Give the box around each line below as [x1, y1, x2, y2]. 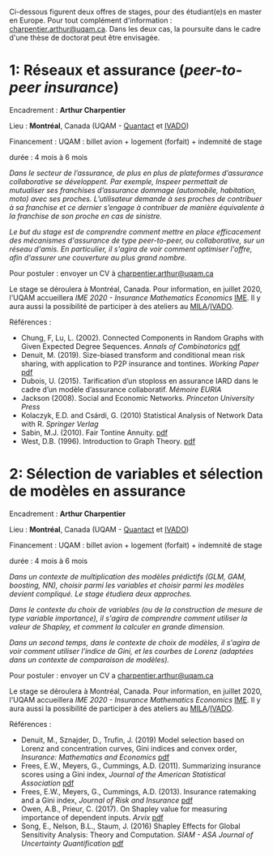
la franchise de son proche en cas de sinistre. [9, 211, 163, 221]
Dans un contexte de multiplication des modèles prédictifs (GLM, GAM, [9, 571, 246, 581]
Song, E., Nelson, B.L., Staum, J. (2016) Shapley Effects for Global [20, 821, 241, 831]
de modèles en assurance [9, 482, 186, 501]
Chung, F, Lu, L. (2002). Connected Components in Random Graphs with [20, 333, 264, 342]
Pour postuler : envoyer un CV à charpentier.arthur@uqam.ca [9, 268, 214, 278]
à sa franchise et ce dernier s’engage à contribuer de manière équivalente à [9, 202, 265, 212]
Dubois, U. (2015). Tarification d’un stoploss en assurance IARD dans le [20, 376, 258, 385]
